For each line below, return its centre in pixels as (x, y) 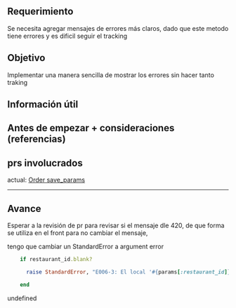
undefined (22, 298)
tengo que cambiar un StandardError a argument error (86, 247)
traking (18, 82)
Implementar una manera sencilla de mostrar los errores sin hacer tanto (111, 75)
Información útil (43, 105)
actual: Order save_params (46, 180)
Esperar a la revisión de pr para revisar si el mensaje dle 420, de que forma (116, 226)
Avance (24, 209)
